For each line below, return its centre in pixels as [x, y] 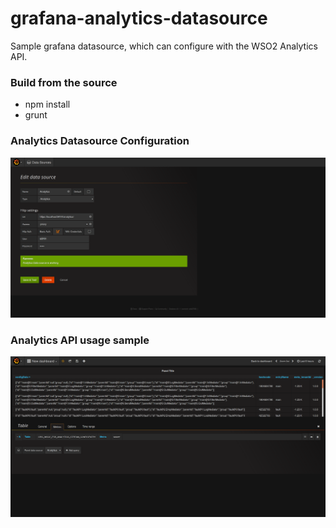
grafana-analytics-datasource [139, 18]
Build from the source [64, 82]
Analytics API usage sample [80, 340]
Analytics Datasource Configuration [100, 141]
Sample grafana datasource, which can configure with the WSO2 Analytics [164, 46]
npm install [47, 104]
